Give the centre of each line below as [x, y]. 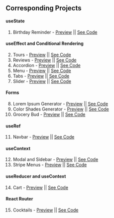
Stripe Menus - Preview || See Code [50, 165]
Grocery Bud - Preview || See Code [49, 114]
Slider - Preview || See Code [42, 81]
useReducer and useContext [36, 176]
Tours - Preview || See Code [42, 54]
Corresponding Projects [44, 8]
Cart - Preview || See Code [41, 187]
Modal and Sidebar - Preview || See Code [56, 159]
